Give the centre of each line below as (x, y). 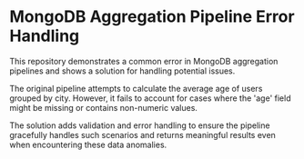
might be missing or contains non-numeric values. (104, 107)
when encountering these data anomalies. (88, 144)
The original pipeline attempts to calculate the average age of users (136, 88)
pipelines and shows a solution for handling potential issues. (122, 71)
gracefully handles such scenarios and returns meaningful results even (142, 134)
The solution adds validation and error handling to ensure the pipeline (140, 125)
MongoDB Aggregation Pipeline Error (152, 17)
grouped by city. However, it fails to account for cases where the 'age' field (150, 98)
